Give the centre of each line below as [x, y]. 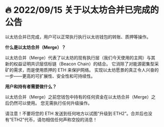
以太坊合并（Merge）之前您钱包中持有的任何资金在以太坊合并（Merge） [78, 97]
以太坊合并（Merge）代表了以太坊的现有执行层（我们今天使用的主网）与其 [80, 57]
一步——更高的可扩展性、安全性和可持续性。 [50, 76]
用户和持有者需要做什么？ [31, 86]
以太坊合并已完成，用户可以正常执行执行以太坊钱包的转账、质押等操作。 [78, 37]
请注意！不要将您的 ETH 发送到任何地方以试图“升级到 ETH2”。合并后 [74, 113]
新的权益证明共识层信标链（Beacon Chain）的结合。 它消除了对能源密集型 [80, 64]
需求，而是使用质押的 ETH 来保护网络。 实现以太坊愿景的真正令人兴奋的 [86, 70]
